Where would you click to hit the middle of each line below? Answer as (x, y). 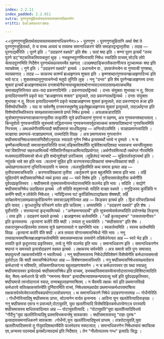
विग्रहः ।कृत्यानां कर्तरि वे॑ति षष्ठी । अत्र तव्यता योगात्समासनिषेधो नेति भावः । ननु (65, 233)
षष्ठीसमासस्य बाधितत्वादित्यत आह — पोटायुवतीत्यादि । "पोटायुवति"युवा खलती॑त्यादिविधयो (73, 309)
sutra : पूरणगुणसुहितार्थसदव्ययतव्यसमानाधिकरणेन (39, 18)
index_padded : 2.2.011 (28, 14)
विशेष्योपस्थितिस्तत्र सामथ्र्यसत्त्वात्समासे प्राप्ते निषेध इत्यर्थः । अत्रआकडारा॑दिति (63, 112)
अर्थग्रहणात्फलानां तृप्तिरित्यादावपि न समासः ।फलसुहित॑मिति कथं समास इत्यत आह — (69, 167)
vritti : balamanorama (27, 23)
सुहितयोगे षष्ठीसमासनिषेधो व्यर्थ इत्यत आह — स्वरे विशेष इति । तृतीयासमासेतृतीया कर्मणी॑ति (74, 178)
